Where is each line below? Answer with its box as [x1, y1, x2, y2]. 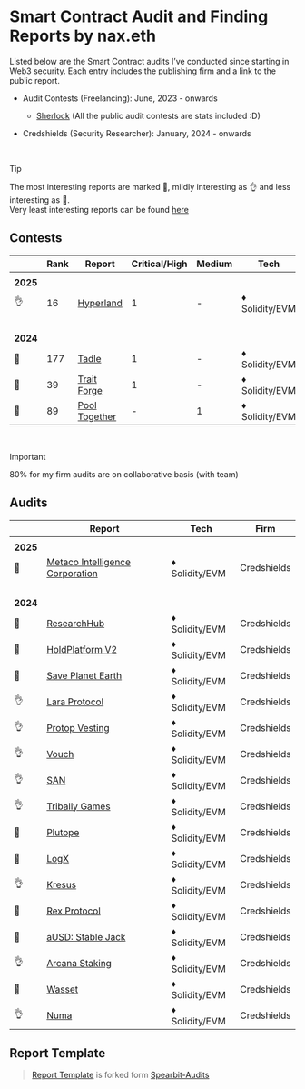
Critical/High [131, 257, 188, 270]
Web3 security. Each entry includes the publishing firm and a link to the [9, 65, 277, 76]
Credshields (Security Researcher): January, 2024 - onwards [22, 127, 251, 138]
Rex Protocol [46, 904, 102, 917]
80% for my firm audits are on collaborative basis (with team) [9, 468, 239, 479]
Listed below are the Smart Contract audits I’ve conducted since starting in [9, 55, 290, 66]
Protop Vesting [46, 721, 111, 734]
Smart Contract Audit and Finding [9, 6, 269, 27]
